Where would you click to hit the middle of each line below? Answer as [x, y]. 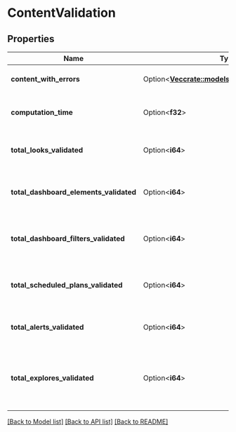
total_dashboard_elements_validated [74, 192]
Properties [31, 39]
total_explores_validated [52, 378]
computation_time [42, 112]
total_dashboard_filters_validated [68, 238]
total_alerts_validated [47, 327]
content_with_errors [45, 79]
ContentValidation [61, 13]
